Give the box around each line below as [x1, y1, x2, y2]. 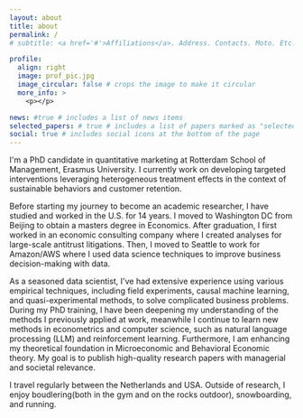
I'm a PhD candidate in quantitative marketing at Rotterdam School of [9, 154, 266, 165]
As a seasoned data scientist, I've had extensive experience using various [9, 276, 284, 287]
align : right [17, 63, 67, 72]
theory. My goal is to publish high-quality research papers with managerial [9, 353, 286, 364]
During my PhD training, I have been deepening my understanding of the [9, 304, 280, 316]
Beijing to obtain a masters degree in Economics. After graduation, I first [9, 220, 278, 231]
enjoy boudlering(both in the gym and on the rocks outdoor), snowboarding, [9, 389, 292, 400]
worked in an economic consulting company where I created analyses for [9, 229, 282, 240]
